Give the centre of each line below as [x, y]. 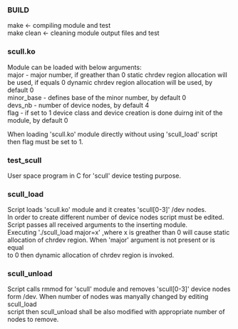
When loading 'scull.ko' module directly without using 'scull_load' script [113, 134]
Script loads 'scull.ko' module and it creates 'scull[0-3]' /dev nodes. [107, 210]
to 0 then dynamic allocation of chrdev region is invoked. [91, 255]
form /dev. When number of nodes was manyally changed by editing [108, 297]
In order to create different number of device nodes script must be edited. [116, 217]
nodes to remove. [33, 320]
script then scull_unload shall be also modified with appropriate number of [117, 312]
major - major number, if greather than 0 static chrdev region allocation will [118, 75]
